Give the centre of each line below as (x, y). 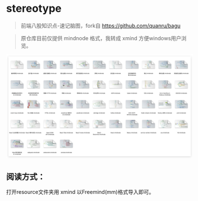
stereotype (34, 9)
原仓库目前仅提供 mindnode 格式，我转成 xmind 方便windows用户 (101, 38)
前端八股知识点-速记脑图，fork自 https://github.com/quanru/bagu (100, 25)
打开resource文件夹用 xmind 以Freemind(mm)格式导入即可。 (80, 192)
